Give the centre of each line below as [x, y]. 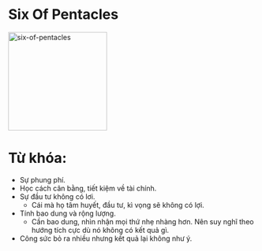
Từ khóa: [37, 158]
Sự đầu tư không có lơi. [57, 196]
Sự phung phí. [42, 179]
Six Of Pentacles [64, 15]
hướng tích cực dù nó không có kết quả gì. [100, 230]
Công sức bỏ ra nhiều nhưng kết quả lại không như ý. [106, 238]
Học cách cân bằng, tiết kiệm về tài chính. [88, 188]
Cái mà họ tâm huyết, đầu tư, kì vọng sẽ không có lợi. [118, 205]
